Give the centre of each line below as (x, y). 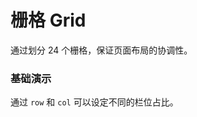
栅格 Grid (48, 20)
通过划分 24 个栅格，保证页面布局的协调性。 (101, 50)
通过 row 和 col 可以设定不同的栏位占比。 (94, 102)
